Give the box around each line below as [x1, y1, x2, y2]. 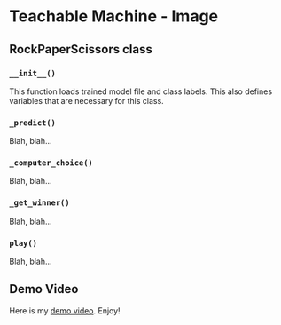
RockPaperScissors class [9, 42, 153, 57]
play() [9, 238, 38, 248]
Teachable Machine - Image [9, 6, 219, 27]
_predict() [9, 117, 56, 128]
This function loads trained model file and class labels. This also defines [9, 86, 273, 97]
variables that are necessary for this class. [9, 95, 164, 106]
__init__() [9, 68, 56, 78]
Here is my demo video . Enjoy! [9, 305, 121, 316]
